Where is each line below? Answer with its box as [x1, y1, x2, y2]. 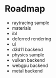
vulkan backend [11, 57, 45, 63]
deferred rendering [11, 36, 51, 42]
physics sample [11, 51, 44, 58]
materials [11, 25, 31, 31]
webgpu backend [11, 62, 48, 68]
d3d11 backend [11, 46, 43, 52]
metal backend [11, 67, 43, 73]
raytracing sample [11, 20, 49, 26]
